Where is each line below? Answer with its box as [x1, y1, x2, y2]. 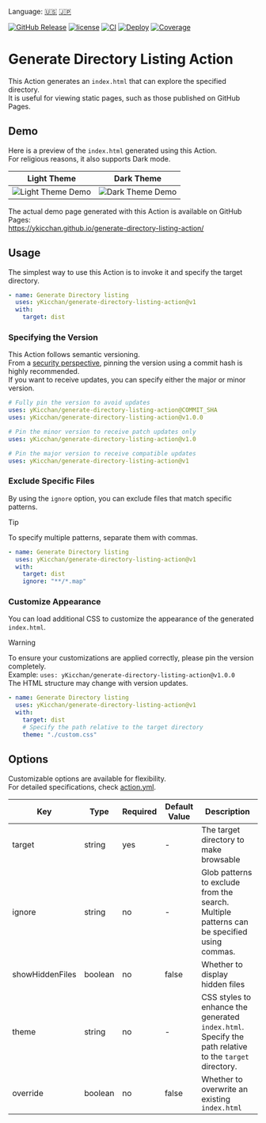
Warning [8, 638, 36, 648]
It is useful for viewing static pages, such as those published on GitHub [8, 93, 241, 102]
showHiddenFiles [12, 969, 77, 980]
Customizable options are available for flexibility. [8, 774, 166, 783]
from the [201, 886, 234, 897]
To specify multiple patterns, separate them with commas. [8, 532, 198, 542]
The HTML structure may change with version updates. [8, 679, 188, 688]
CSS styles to [201, 992, 252, 1003]
